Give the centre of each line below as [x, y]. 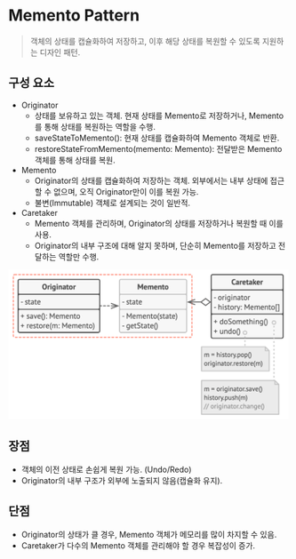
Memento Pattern [74, 16]
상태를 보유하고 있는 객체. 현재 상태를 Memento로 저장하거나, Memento [159, 116]
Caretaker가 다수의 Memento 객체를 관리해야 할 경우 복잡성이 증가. [138, 545]
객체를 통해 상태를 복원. [75, 160]
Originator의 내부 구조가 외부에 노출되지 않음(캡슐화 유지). [122, 480]
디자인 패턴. [60, 52]
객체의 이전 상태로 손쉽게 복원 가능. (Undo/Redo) [106, 469]
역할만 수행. [79, 256]
